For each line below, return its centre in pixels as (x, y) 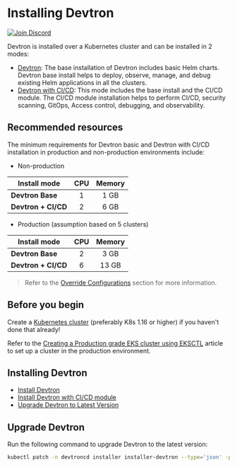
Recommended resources (65, 128)
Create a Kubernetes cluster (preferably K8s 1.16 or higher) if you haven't (113, 322)
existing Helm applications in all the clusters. (82, 82)
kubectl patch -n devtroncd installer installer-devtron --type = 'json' (115, 457)
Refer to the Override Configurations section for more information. (121, 282)
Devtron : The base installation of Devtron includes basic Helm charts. (119, 67)
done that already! (34, 329)
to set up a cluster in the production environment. (79, 350)
